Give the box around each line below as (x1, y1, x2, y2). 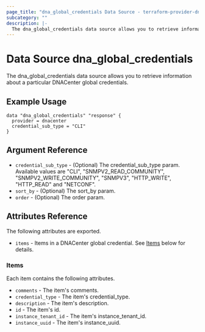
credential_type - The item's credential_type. (15, 293, 131, 300)
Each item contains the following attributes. (6, 275, 115, 282)
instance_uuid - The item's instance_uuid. (15, 319, 121, 326)
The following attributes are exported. (6, 227, 101, 235)
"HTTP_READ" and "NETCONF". (15, 180, 96, 188)
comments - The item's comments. (15, 286, 99, 294)
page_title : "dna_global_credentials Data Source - (6, 9, 140, 15)
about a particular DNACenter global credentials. (6, 79, 129, 86)
